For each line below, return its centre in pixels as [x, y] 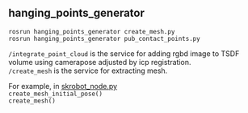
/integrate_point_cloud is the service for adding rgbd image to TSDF [124, 53]
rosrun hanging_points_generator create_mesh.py [92, 31]
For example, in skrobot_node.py [63, 86]
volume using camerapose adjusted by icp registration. [100, 62]
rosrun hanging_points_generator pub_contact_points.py [104, 38]
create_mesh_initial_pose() [56, 94]
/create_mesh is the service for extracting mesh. [88, 71]
